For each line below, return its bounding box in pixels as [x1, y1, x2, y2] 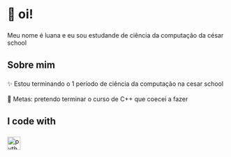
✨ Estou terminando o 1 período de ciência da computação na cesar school [7, 80, 224, 88]
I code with [7, 115, 57, 127]
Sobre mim [7, 59, 56, 70]
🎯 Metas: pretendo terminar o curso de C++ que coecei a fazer [7, 95, 188, 103]
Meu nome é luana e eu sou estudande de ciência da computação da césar [7, 31, 224, 40]
